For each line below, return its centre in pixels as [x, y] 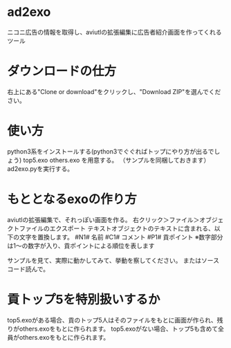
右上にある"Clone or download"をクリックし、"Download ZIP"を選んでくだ [114, 91]
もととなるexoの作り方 [72, 199]
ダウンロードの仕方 [62, 72]
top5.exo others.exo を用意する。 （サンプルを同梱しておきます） [117, 160]
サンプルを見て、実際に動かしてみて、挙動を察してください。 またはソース [113, 260]
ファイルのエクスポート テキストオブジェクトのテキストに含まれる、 [117, 228]
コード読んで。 [28, 269]
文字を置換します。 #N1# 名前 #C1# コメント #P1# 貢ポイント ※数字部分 [121, 237]
